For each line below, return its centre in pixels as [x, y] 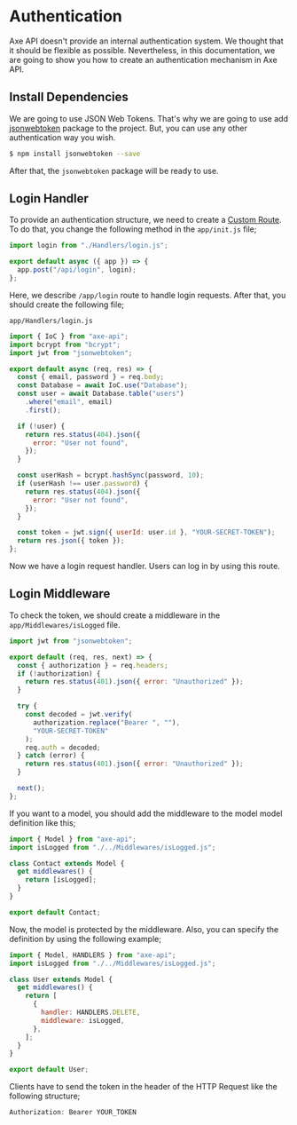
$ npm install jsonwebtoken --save [75, 154]
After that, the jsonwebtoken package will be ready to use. [114, 170]
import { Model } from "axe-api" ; [73, 839]
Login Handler [49, 198]
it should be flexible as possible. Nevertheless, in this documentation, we [142, 50]
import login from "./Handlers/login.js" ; [89, 246]
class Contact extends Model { [67, 863]
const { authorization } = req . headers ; [93, 665]
